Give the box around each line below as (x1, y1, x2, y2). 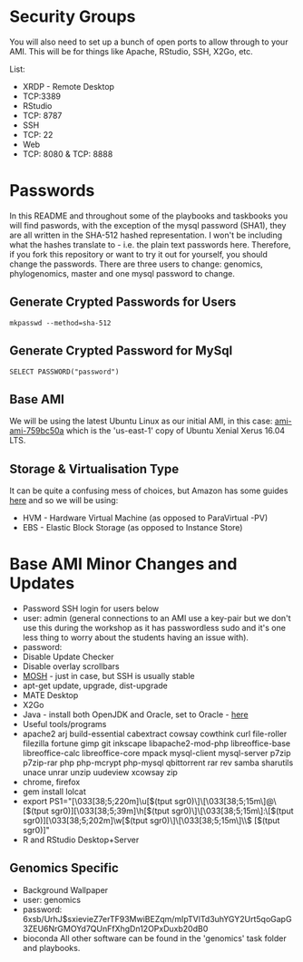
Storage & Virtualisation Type (9, 461, 180, 477)
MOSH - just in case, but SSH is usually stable (22, 671, 195, 682)
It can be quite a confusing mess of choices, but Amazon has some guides (9, 485, 288, 496)
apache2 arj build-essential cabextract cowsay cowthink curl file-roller (22, 728, 288, 740)
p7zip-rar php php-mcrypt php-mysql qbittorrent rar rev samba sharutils (22, 757, 294, 768)
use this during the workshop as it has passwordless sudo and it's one (22, 623, 286, 634)
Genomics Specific (9, 860, 120, 876)
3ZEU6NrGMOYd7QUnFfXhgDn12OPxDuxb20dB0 (22, 923, 209, 934)
